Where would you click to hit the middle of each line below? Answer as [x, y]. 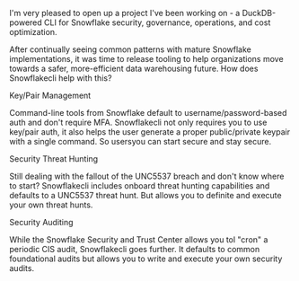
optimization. [33, 32]
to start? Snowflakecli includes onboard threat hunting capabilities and [140, 186]
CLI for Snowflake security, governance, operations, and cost [157, 22]
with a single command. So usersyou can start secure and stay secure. [141, 141]
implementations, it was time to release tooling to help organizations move [147, 59]
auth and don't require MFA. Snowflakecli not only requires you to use [138, 122]
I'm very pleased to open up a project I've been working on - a [125, 13]
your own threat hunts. [51, 205]
